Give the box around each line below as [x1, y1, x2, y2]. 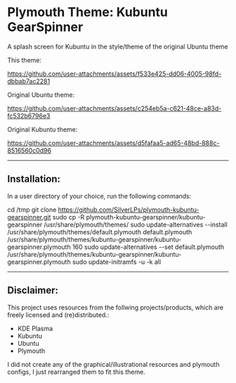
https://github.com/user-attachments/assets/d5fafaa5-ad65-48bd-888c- [7, 138, 220, 147]
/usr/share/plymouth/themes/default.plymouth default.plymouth [7, 227, 192, 236]
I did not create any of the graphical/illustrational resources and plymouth [7, 360, 220, 368]
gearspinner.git [7, 213, 51, 221]
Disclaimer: [7, 285, 58, 297]
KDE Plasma [17, 324, 53, 332]
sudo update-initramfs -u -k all [72, 257, 162, 266]
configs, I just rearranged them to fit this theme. [7, 368, 145, 376]
